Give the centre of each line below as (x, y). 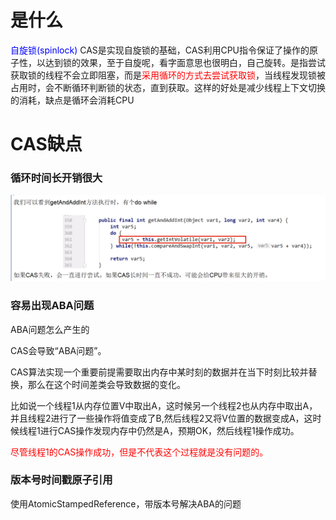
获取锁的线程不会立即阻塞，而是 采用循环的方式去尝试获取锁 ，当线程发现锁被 (168, 75)
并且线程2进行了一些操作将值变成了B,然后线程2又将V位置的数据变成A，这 (161, 418)
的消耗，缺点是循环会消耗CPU (72, 100)
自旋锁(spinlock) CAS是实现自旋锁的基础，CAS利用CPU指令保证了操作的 (160, 50)
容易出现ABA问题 (52, 306)
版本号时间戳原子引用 (61, 480)
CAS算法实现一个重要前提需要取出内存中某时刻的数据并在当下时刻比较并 (159, 372)
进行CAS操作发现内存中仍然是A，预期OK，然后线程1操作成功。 (169, 430)
